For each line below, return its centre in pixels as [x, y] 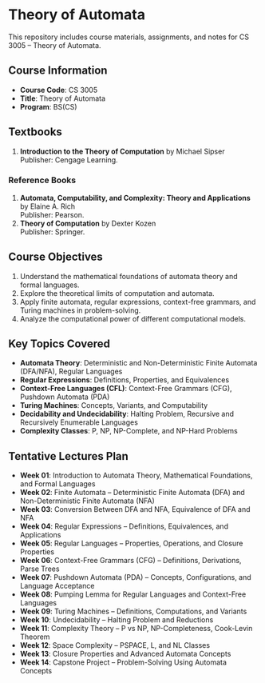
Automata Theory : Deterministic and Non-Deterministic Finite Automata [138, 363]
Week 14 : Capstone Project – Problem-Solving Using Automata [123, 662]
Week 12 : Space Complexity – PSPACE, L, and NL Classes [115, 645]
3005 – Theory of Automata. [55, 45]
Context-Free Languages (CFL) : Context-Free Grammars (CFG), [126, 389]
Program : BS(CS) [48, 106]
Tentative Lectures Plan [69, 456]
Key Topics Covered [59, 344]
